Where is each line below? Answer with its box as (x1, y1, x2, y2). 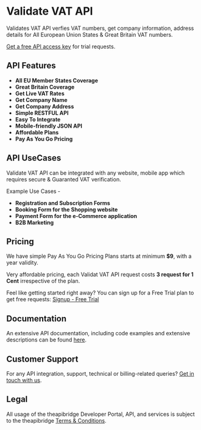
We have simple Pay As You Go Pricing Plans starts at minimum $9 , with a (6, 252, 192, 260)
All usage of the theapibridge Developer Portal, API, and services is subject (6, 410, 195, 418)
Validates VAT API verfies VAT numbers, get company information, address (6, 24, 194, 32)
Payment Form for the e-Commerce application (15, 212, 138, 219)
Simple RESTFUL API (15, 109, 69, 117)
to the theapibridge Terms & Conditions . (6, 417, 107, 424)
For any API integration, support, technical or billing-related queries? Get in (6, 370, 194, 377)
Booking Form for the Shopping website (15, 206, 118, 213)
